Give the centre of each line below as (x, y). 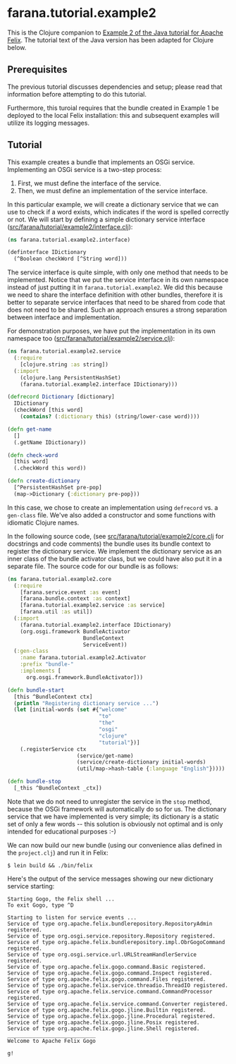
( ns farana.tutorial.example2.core (60, 579)
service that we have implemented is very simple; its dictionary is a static (113, 817)
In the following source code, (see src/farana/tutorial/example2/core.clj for (116, 536)
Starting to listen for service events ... (72, 917)
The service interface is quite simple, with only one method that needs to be (118, 272)
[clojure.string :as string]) (64, 365)
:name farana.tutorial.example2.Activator (83, 658)
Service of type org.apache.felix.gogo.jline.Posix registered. (104, 1022)
